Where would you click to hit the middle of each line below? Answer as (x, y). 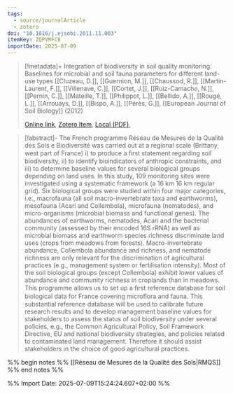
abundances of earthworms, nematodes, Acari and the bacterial (116, 220)
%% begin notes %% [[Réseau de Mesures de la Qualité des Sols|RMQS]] (114, 362)
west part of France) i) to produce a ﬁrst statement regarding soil (118, 153)
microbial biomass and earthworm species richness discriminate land (124, 235)
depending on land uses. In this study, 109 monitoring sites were (117, 176)
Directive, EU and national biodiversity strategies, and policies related (125, 334)
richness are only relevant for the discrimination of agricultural (114, 258)
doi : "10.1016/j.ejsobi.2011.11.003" (62, 33)
